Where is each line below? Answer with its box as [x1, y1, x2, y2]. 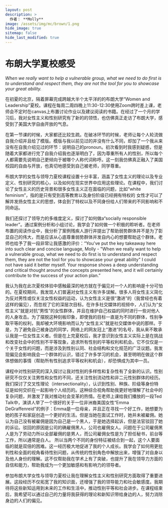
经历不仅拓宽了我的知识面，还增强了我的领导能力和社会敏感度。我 [22, 479, 158, 485]
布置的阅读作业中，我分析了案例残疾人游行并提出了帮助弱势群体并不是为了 [5, 228, 158, 234]
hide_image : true [5, 26, 41, 31]
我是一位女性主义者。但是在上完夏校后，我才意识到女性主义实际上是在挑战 [9, 333, 163, 339]
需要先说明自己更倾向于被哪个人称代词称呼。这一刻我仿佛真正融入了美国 [13, 156, 163, 162]
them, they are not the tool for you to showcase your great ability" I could [5, 256, 156, 262]
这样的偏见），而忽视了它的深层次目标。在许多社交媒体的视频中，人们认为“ [5, 301, 158, 307]
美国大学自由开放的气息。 [18, 121, 71, 127]
